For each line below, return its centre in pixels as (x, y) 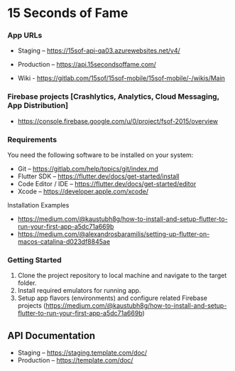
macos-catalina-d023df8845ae (64, 242)
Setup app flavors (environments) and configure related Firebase (113, 298)
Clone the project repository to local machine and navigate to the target (122, 276)
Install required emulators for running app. (79, 291)
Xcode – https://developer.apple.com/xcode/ (83, 192)
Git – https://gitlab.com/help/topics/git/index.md (88, 169)
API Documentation (51, 335)
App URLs (25, 36)
